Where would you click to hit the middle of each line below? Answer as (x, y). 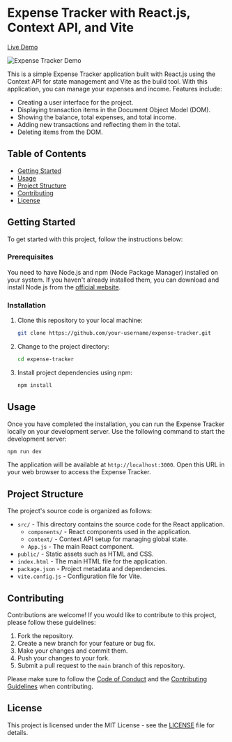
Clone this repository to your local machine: (80, 320)
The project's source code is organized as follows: (79, 511)
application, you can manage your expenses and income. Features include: (115, 89)
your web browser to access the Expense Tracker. (79, 472)
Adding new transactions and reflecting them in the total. (99, 124)
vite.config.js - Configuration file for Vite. (79, 576)
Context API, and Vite (71, 28)
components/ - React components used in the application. (109, 532)
